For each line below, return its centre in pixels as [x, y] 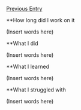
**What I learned [28, 66]
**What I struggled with [36, 90]
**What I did [22, 43]
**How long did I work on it [40, 20]
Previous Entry [24, 9]
